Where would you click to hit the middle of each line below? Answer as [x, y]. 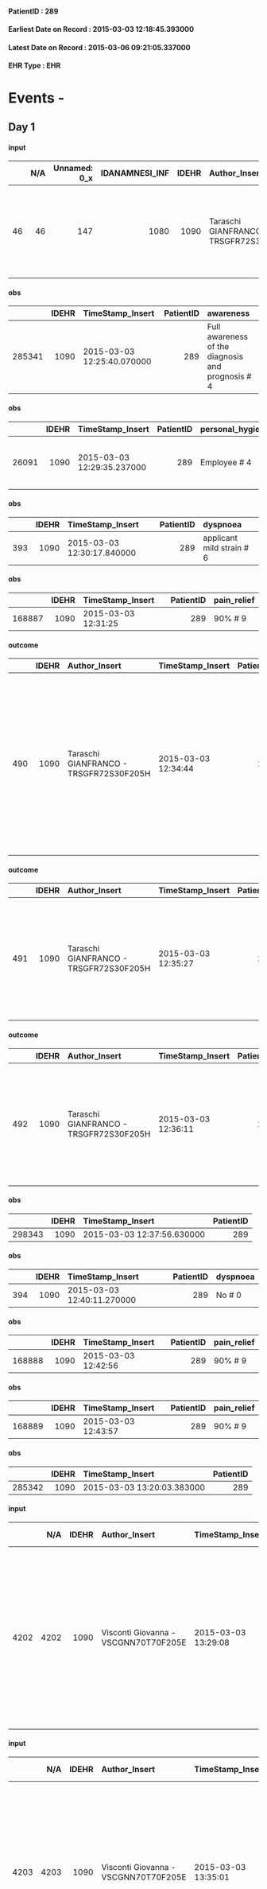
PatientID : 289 [33, 11]
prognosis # [229, 376]
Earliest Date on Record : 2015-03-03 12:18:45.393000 [101, 29]
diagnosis [225, 356]
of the [218, 347]
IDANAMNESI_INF [135, 173]
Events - [37, 97]
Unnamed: [73, 169]
